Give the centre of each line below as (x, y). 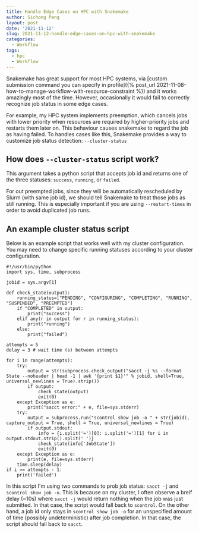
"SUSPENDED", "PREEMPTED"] (40, 303)
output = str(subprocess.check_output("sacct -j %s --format (105, 371)
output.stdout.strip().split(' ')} (50, 439)
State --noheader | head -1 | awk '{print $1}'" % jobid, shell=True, (95, 376)
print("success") (49, 314)
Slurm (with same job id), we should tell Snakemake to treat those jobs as (96, 197)
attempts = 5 (22, 345)
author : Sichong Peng (33, 17)
